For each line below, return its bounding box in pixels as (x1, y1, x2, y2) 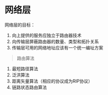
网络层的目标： (4, 22, 35, 28)
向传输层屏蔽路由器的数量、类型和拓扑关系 (11, 38, 99, 45)
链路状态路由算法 (11, 84, 47, 90)
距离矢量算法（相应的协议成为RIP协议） (11, 78, 93, 84)
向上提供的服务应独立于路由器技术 (11, 32, 82, 38)
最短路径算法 (11, 65, 38, 72)
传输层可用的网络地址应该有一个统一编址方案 (11, 45, 104, 50)
